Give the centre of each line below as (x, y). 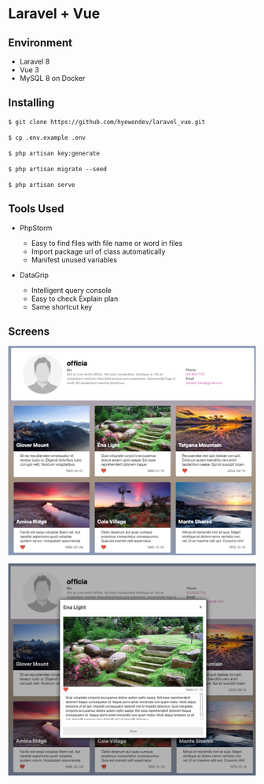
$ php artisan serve (42, 185)
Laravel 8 (35, 61)
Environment (40, 43)
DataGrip (34, 275)
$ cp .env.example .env (47, 137)
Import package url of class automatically (98, 251)
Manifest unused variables (74, 259)
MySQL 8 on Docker (52, 78)
